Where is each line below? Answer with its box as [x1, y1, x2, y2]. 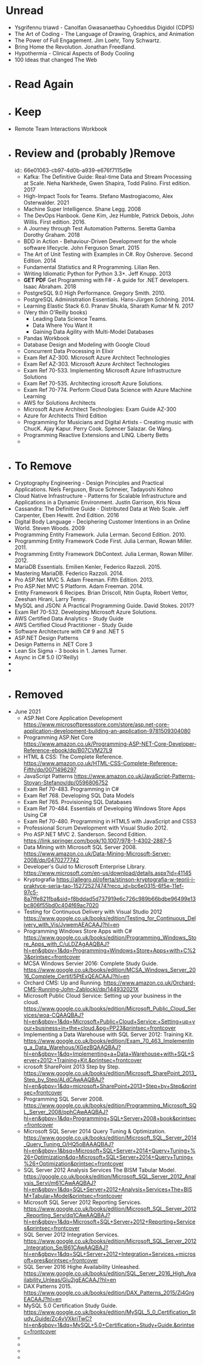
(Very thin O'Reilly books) [23, 309, 88, 316]
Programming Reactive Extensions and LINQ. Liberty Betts [23, 432, 169, 438]
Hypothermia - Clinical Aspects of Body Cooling [14, 49, 135, 57]
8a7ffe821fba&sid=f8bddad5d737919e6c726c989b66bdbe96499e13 [23, 895, 196, 903]
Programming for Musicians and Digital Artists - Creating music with [23, 419, 194, 425]
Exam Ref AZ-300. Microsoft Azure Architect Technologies [23, 354, 170, 361]
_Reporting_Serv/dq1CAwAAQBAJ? [23, 1211, 110, 1219]
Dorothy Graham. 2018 [23, 232, 80, 238]
